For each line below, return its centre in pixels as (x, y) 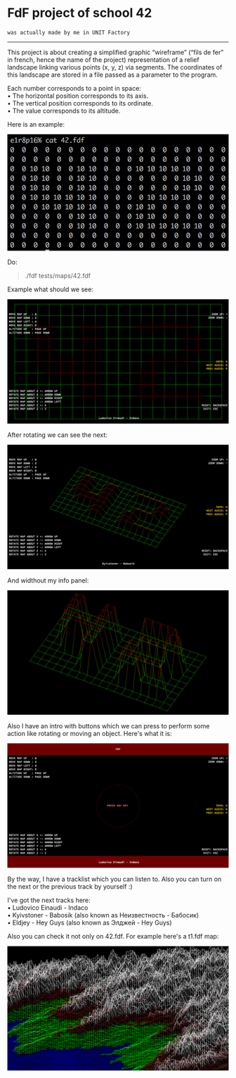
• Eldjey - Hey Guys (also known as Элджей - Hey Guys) (90, 922)
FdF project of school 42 (80, 13)
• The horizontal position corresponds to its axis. (78, 96)
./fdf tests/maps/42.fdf (58, 275)
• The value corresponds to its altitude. (64, 110)
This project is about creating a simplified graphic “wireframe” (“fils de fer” (116, 52)
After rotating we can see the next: (57, 435)
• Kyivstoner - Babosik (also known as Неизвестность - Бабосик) (103, 915)
